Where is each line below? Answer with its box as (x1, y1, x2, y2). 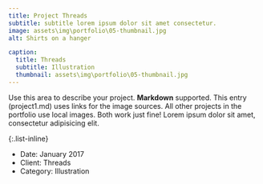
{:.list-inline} (8, 134, 49, 143)
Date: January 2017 (19, 149, 84, 158)
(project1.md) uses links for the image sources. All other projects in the (8, 101, 242, 110)
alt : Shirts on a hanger (8, 34, 91, 42)
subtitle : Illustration (15, 63, 95, 72)
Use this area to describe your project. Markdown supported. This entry (8, 93, 247, 102)
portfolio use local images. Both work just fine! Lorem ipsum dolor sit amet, (8, 110, 256, 119)
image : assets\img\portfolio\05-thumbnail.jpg (8, 26, 167, 34)
